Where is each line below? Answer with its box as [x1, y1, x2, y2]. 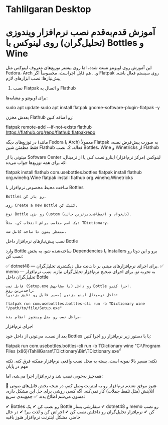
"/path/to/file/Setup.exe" [6, 306, 62, 311]
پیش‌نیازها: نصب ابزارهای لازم [6, 75, 61, 81]
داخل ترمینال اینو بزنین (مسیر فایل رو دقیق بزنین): [6, 293, 118, 298]
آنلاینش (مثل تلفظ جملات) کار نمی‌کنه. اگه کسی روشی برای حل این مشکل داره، [6, 388, 154, 394]
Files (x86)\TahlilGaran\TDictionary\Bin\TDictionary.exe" [6, 348, 121, 354]
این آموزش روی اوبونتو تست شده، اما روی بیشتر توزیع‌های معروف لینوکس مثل [6, 64, 152, 71]
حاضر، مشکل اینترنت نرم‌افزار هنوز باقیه [6, 414, 81, 420]
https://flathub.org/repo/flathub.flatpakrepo [6, 129, 96, 135]
